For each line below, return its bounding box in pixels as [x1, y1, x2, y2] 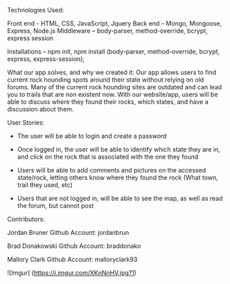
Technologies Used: [7, 6, 64, 14]
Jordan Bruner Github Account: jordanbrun [7, 229, 130, 236]
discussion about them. [7, 105, 74, 113]
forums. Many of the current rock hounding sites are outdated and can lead [7, 83, 222, 91]
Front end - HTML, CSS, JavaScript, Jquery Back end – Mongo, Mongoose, [7, 19, 222, 27]
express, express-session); [7, 55, 85, 63]
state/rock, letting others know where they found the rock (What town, [17, 173, 218, 181]
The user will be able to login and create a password [17, 132, 167, 140]
